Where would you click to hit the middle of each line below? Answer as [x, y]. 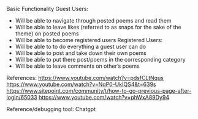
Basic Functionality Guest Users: [48, 9]
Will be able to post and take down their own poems [81, 53]
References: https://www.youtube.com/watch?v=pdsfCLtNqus [85, 78]
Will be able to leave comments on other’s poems [77, 66]
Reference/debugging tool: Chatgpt [51, 109]
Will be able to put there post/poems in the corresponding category [100, 60]
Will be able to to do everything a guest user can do [80, 46]
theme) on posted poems [47, 34]
